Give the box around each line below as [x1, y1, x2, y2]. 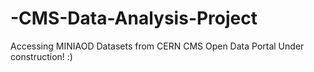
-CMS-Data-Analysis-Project [10, 7, 258, 30]
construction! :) [10, 50, 73, 62]
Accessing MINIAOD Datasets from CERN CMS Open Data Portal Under [10, 40, 305, 52]
